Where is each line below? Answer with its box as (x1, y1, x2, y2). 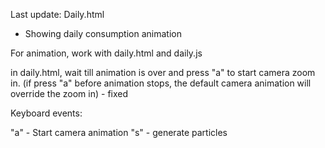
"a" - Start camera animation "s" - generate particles (10, 127, 228, 138)
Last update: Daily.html (10, 9, 105, 20)
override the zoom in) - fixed (10, 88, 129, 99)
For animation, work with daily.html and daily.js (10, 47, 203, 59)
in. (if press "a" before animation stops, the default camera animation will (10, 77, 312, 89)
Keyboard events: (10, 107, 83, 119)
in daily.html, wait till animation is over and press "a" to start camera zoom (10, 67, 316, 78)
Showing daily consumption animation (24, 28, 182, 39)
